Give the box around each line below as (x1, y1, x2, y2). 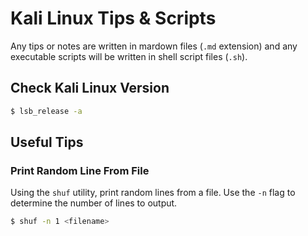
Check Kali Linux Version (10, 80, 170, 97)
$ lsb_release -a (10, 106, 83, 116)
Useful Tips (10, 134, 84, 151)
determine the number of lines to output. (10, 197, 178, 209)
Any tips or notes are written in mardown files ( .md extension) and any (10, 40, 298, 52)
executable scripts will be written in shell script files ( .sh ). (10, 50, 248, 62)
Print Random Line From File (10, 163, 150, 177)
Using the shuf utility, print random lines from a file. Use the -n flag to (10, 187, 296, 199)
